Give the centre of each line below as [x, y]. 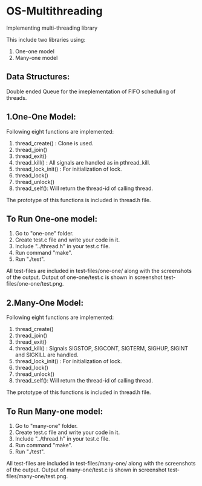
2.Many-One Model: [45, 303]
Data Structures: [38, 77]
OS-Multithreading [54, 11]
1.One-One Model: [41, 117]
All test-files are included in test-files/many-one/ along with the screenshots [101, 463]
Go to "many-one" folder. [46, 426]
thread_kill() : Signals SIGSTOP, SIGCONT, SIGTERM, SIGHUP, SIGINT [102, 349]
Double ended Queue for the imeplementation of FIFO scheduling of [91, 91]
